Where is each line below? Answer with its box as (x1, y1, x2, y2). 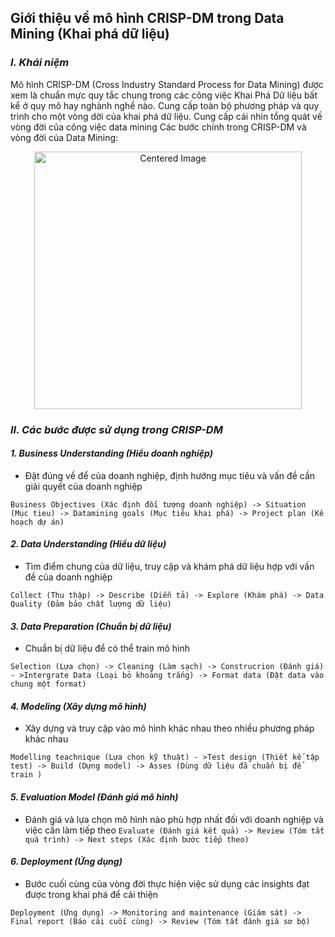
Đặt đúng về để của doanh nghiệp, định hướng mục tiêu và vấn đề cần (24, 469, 316, 481)
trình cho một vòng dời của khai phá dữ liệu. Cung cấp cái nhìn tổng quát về (10, 110, 323, 122)
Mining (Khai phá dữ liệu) (10, 26, 170, 43)
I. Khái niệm (10, 56, 70, 70)
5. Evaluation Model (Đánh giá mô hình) (10, 791, 179, 803)
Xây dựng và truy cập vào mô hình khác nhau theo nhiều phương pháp (24, 722, 315, 735)
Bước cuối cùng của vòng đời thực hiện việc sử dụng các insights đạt (24, 877, 310, 890)
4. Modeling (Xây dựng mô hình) (10, 700, 147, 712)
